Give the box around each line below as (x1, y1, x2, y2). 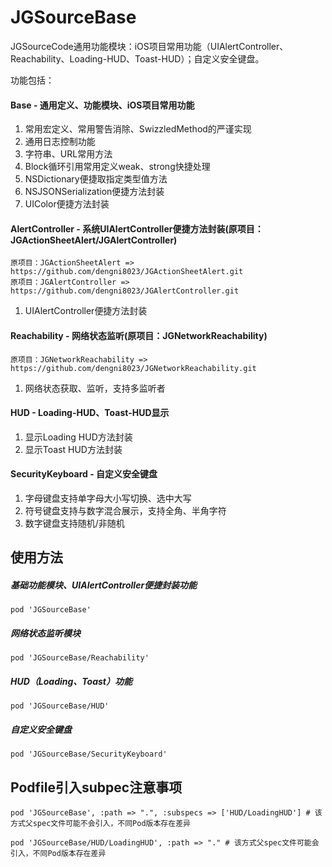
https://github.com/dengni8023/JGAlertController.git (10, 286, 240, 296)
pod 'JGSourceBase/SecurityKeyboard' (10, 749, 168, 760)
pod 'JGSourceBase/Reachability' (10, 653, 150, 663)
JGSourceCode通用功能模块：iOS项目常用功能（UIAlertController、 (10, 40, 289, 52)
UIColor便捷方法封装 (24, 198, 110, 210)
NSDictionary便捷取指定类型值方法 (24, 173, 168, 185)
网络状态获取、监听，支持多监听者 (24, 382, 166, 394)
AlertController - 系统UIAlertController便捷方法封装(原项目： (10, 222, 264, 235)
